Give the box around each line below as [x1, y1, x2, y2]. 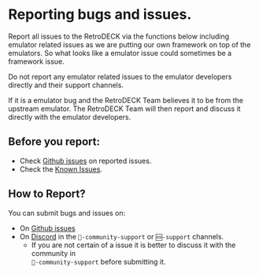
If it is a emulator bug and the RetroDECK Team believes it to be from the [8, 95, 244, 105]
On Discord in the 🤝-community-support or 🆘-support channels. [19, 231, 224, 241]
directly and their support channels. [8, 80, 124, 90]
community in [31, 248, 76, 257]
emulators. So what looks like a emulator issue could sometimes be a [8, 48, 232, 57]
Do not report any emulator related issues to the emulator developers [8, 72, 232, 81]
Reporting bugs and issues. [8, 6, 192, 24]
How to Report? [8, 187, 87, 201]
